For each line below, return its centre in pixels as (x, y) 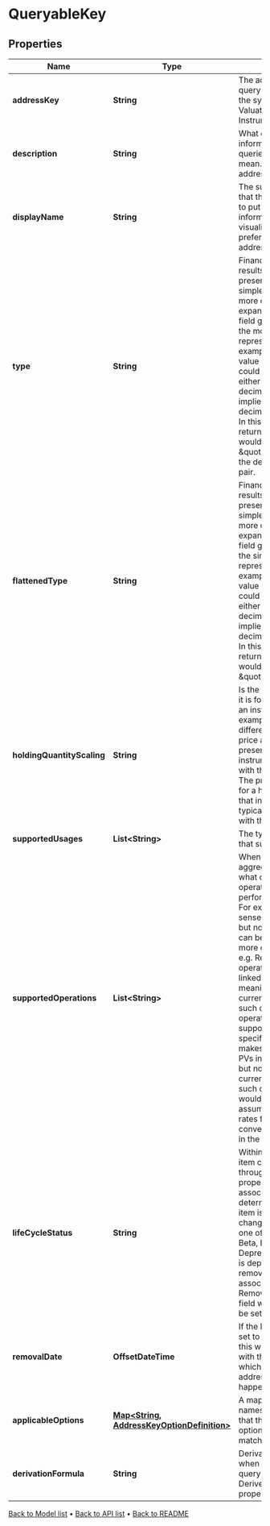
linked (250, 978)
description (35, 154)
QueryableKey (57, 14)
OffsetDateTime (144, 1357)
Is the (249, 690)
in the (249, 1139)
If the (248, 1326)
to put (250, 207)
